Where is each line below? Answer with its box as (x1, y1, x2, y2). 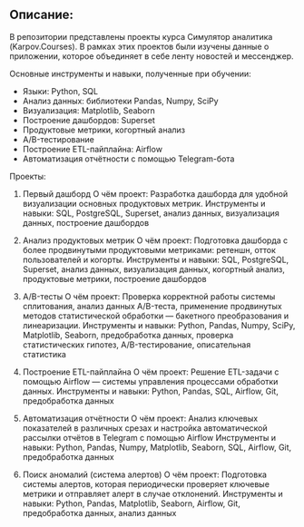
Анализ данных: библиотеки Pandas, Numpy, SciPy (22, 95, 220, 106)
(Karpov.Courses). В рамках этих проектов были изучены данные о (9, 41, 270, 52)
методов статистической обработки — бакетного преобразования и (22, 310, 289, 321)
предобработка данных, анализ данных (22, 507, 177, 518)
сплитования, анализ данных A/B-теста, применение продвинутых (22, 300, 283, 311)
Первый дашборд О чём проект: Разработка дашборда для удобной (22, 188, 289, 199)
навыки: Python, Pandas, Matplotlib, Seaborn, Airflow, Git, (22, 498, 240, 509)
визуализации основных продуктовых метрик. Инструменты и (22, 198, 266, 209)
